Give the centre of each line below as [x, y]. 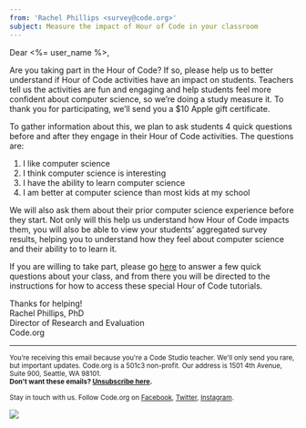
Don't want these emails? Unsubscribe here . [81, 382]
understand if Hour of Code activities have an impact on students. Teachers [152, 79]
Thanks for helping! [46, 303]
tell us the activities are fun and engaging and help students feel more [140, 89]
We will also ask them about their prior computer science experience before [152, 209]
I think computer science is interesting [94, 173]
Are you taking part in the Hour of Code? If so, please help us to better [141, 70]
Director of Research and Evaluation [77, 322]
